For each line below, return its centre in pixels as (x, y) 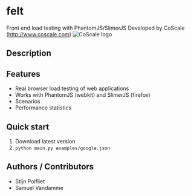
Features (23, 74)
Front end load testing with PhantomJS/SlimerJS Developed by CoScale (95, 28)
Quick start (28, 127)
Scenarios (28, 102)
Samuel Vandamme (39, 188)
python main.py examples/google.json (63, 148)
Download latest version (45, 141)
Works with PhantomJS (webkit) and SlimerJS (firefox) (83, 95)
